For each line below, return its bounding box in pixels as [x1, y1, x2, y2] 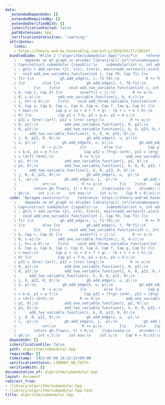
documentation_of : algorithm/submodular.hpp [5, 369, 98, 374]
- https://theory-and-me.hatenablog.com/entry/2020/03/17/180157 [14, 48, 151, 53]
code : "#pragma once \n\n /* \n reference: [9, 195, 100, 200]
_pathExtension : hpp [9, 30, 52, 35]
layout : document [5, 374, 41, 379]
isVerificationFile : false [9, 342, 65, 347]
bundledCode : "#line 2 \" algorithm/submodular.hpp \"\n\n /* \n [9, 53, 137, 58]
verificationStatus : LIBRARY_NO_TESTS [9, 361, 89, 366]
